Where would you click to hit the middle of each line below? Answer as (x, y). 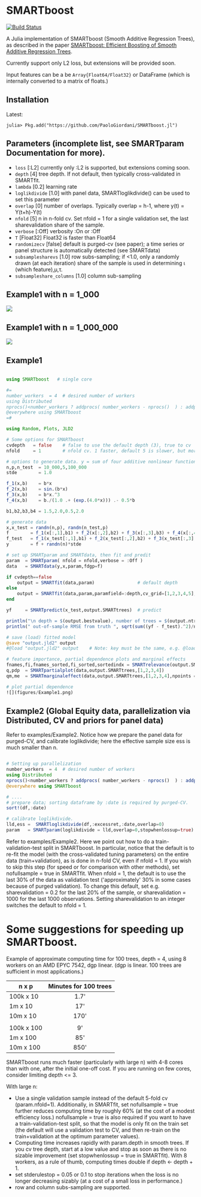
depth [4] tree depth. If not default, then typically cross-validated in (98, 174)
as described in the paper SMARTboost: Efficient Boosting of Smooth (92, 45)
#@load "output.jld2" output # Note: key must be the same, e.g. (93, 649)
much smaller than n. (32, 747)
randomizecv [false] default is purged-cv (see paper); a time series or (100, 244)
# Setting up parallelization (44, 764)
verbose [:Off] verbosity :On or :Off (57, 231)
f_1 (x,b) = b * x (29, 484)
